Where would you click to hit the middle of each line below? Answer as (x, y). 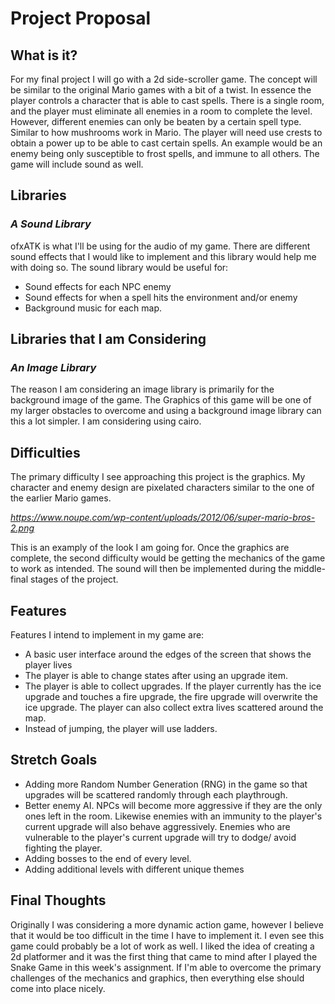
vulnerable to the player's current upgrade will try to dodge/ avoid (160, 837)
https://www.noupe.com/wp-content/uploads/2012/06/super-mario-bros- (163, 518)
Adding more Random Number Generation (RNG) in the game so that (166, 784)
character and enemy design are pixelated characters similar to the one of (162, 488)
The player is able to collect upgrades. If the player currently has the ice (173, 686)
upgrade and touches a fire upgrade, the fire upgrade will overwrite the (171, 696)
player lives (48, 665)
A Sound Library (51, 224)
